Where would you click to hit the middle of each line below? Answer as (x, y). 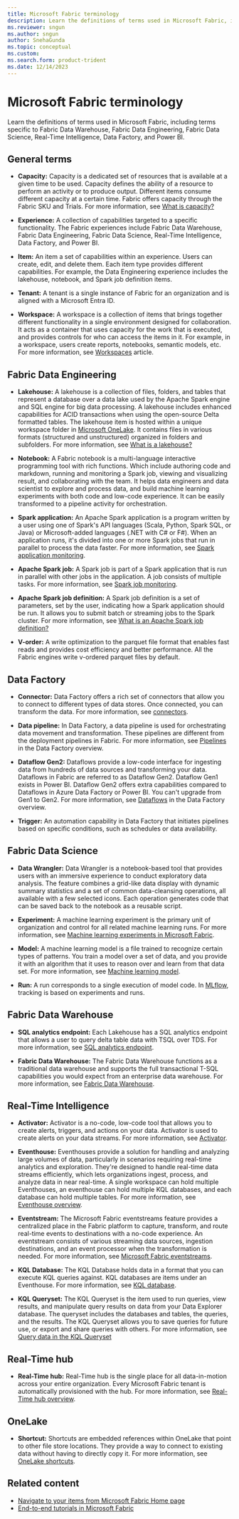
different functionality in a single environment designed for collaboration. (124, 322)
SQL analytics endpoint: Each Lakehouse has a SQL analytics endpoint (122, 1032)
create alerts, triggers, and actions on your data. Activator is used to (118, 1131)
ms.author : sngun (33, 34)
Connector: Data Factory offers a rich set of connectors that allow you (121, 697)
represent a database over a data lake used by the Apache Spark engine (123, 400)
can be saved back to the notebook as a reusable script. (100, 906)
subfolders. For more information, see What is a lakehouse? (105, 444)
